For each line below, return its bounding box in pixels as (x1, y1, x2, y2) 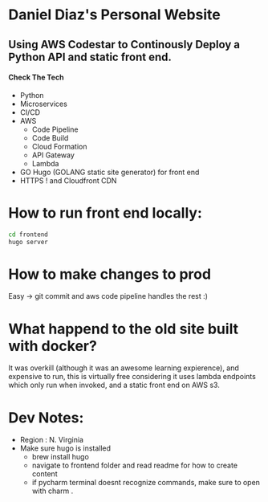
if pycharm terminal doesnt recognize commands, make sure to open (31, 478, 261, 488)
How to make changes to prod (8, 265, 211, 283)
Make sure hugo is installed (19, 443, 111, 453)
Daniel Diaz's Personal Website (8, 6, 221, 24)
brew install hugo (31, 452, 90, 462)
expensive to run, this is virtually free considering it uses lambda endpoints (8, 372, 257, 382)
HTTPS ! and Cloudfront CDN (19, 175, 117, 186)
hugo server (8, 238, 48, 246)
